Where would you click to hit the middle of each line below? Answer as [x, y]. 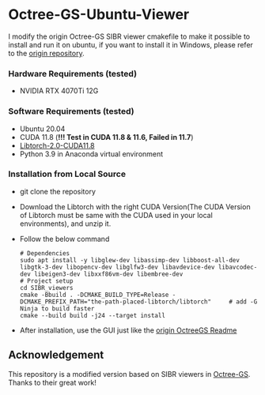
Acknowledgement [56, 355]
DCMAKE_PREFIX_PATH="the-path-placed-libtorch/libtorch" [115, 302]
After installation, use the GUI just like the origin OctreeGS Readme [128, 330]
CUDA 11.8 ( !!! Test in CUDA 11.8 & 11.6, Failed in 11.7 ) [106, 137]
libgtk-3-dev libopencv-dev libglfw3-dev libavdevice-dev [117, 267]
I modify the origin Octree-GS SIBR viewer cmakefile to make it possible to [129, 36]
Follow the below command [64, 239]
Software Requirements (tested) [71, 111]
